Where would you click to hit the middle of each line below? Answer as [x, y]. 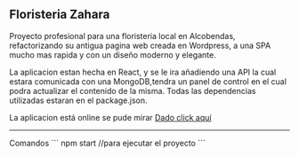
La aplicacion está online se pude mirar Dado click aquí [110, 117]
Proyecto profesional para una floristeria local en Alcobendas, [122, 35]
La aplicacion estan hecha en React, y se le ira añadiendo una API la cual [143, 72]
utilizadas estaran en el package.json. [79, 100]
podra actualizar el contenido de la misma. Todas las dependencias [133, 90]
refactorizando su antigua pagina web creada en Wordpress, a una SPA [140, 45]
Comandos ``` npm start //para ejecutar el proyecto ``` [108, 143]
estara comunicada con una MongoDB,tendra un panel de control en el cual [148, 81]
